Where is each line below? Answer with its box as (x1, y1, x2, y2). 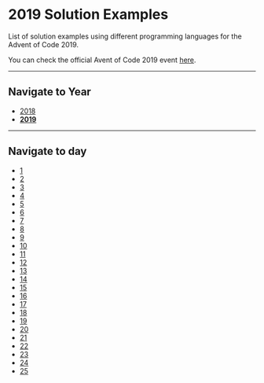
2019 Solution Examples (8, 6, 169, 24)
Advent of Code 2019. (8, 39, 79, 49)
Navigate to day (8, 145, 87, 158)
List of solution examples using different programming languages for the (8, 31, 242, 41)
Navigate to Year (8, 85, 92, 99)
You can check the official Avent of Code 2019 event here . (8, 55, 196, 64)
